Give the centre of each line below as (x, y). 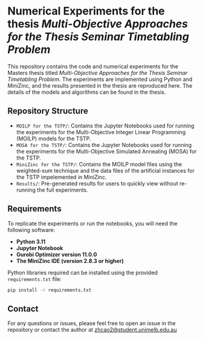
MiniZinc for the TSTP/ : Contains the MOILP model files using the (99, 164)
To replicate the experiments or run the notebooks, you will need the (92, 223)
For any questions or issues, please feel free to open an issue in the (92, 323)
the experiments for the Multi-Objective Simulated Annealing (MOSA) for (106, 151)
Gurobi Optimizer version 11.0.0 (56, 254)
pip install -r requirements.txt (50, 290)
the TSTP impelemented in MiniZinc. (61, 177)
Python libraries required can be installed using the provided (83, 273)
